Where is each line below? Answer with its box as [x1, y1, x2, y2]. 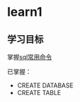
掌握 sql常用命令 [7, 53, 52, 61]
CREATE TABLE [17, 89, 61, 96]
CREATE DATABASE [17, 81, 74, 90]
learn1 [7, 4, 43, 20]
